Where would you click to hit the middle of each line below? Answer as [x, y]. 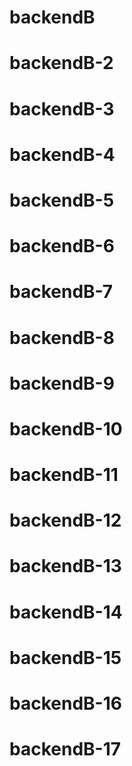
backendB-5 [62, 200]
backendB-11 [64, 475]
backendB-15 [65, 657]
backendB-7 [61, 292]
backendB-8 [62, 337]
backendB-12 [65, 520]
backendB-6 [62, 246]
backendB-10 [66, 428]
